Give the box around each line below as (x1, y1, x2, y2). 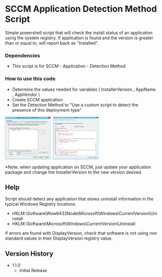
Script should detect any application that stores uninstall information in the (5, 196, 154, 202)
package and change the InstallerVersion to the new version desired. (5, 169, 143, 175)
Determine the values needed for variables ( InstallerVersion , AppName (12, 86, 156, 92)
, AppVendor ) (12, 91, 40, 98)
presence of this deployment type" (12, 107, 82, 113)
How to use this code (5, 75, 56, 82)
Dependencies (5, 52, 40, 59)
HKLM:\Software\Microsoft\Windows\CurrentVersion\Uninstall (12, 221, 136, 227)
